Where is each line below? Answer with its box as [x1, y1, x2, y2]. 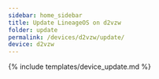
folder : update [8, 26, 58, 34]
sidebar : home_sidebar [8, 11, 83, 20]
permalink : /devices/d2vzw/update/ [8, 33, 125, 41]
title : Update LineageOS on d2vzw [8, 19, 122, 27]
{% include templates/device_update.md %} [8, 62, 152, 71]
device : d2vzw [8, 41, 55, 48]
